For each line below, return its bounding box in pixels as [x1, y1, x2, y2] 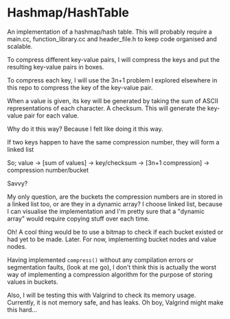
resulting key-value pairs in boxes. [7, 63, 104, 71]
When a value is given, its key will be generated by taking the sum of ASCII [7, 96, 218, 104]
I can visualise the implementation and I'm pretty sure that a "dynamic [7, 207, 205, 215]
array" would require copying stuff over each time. [7, 214, 150, 223]
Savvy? [7, 179, 28, 187]
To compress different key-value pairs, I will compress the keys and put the [7, 55, 220, 63]
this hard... [7, 305, 38, 313]
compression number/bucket [7, 166, 89, 174]
